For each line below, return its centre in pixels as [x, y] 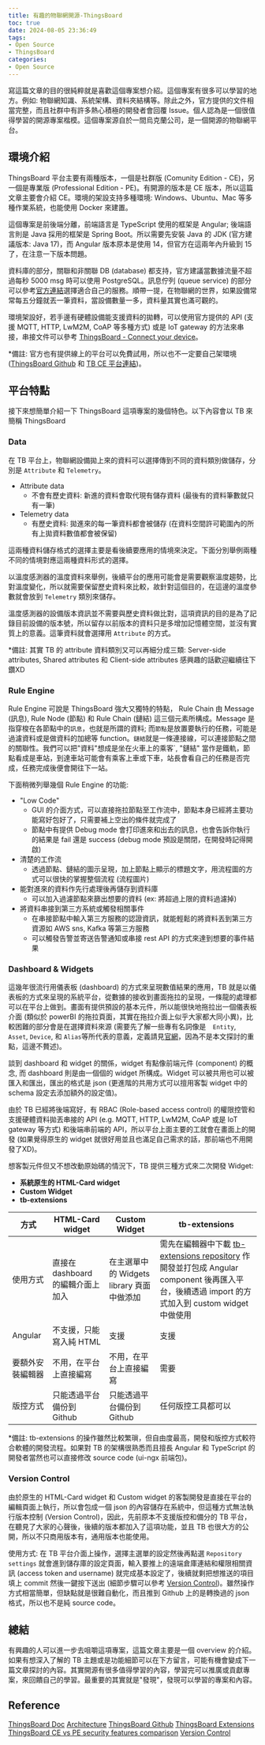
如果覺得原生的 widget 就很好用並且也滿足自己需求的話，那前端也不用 [132, 1139]
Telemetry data [44, 513]
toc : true [24, 23]
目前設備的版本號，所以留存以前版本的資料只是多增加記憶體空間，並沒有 [132, 623]
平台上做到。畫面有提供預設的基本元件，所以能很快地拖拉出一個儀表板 [143, 1007]
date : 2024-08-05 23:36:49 [52, 30]
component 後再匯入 [198, 1280]
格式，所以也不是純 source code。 [64, 1602]
